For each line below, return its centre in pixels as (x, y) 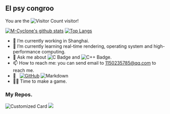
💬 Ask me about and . (62, 57)
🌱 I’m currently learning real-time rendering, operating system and (82, 46)
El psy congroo (30, 8)
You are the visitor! (42, 21)
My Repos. (19, 94)
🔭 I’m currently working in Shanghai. (51, 41)
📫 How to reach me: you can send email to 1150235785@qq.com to (84, 63)
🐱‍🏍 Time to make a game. (40, 81)
